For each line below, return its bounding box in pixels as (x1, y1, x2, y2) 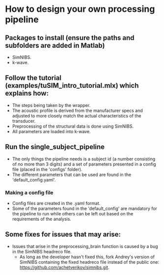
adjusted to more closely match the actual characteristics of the (12, 112, 141, 119)
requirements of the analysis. (12, 216, 71, 222)
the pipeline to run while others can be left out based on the (12, 210, 134, 216)
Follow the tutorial (5, 74, 62, 82)
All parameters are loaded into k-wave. (12, 128, 91, 134)
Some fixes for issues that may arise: (5, 230, 121, 239)
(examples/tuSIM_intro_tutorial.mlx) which (5, 81, 139, 90)
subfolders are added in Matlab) (5, 41, 105, 50)
